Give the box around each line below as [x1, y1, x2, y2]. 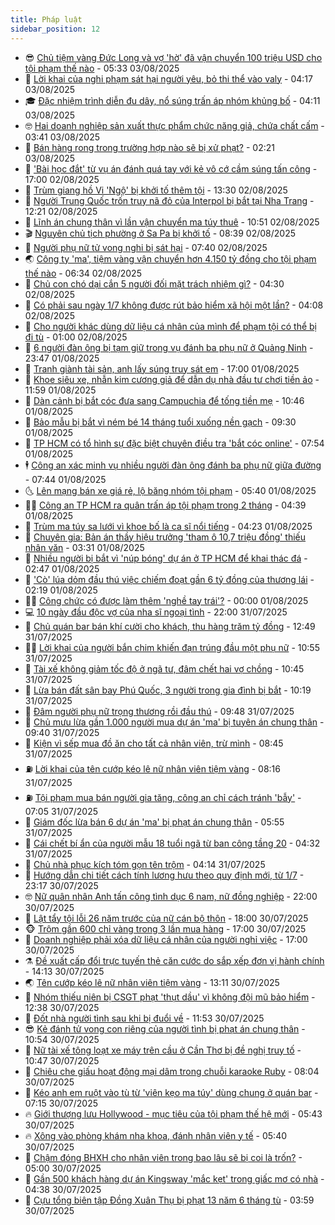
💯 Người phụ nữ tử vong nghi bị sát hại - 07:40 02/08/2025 [24, 241, 268, 253]
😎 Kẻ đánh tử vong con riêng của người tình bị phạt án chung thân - [24, 1022, 306, 1035]
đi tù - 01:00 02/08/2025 [24, 331, 128, 343]
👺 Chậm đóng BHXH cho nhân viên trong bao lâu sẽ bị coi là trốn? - [24, 1151, 303, 1163]
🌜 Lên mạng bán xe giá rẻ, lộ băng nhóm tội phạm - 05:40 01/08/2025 [24, 484, 317, 496]
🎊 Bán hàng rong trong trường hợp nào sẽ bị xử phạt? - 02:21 [24, 141, 275, 153]
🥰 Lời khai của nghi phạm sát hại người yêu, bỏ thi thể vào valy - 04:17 [24, 72, 313, 85]
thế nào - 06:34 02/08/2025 [24, 267, 142, 279]
